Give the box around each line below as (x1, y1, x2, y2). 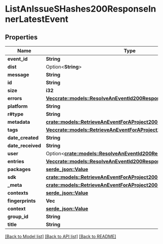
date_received (7, 142, 41, 149)
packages (7, 166, 31, 173)
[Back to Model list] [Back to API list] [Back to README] (5, 234, 116, 239)
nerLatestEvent (5, 14, 69, 25)
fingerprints (7, 197, 36, 204)
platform (7, 103, 28, 110)
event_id (7, 56, 28, 62)
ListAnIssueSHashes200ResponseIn (5, 3, 156, 15)
